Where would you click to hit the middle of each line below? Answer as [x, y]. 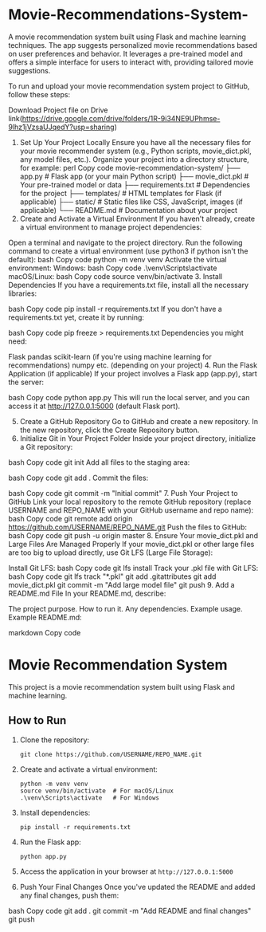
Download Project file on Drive [59, 110]
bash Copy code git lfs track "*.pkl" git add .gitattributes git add [112, 576]
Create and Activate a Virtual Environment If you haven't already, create [137, 218]
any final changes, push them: [69, 895]
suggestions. [29, 70]
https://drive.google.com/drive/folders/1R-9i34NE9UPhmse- [121, 118]
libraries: [23, 293]
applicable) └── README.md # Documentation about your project [128, 210]
